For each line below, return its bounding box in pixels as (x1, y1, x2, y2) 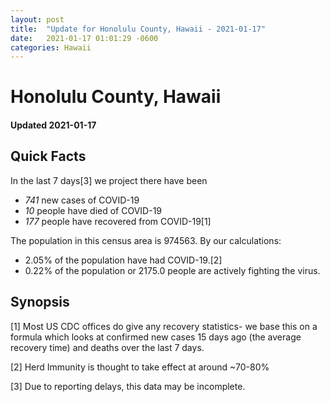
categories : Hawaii (10, 42, 92, 53)
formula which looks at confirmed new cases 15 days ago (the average (10, 331, 302, 343)
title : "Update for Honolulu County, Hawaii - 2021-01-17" (10, 24, 267, 34)
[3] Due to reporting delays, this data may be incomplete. (10, 380, 246, 392)
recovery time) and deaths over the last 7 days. (10, 341, 205, 353)
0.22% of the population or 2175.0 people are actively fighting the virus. (24, 264, 321, 276)
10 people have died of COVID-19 (24, 204, 163, 216)
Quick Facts (10, 148, 87, 165)
